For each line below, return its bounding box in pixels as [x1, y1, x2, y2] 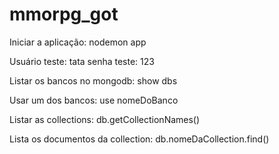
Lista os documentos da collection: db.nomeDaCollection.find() [9, 133, 270, 145]
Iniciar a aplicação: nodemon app [9, 36, 147, 48]
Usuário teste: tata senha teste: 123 [9, 55, 155, 67]
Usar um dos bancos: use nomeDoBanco [9, 94, 179, 106]
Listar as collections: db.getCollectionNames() [9, 113, 201, 125]
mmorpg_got [9, 3, 119, 26]
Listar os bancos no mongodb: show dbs [9, 74, 178, 87]
